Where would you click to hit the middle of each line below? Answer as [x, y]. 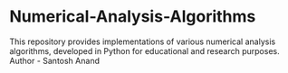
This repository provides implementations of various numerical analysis [143, 41]
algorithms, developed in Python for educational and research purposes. [144, 50]
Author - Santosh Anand [54, 60]
